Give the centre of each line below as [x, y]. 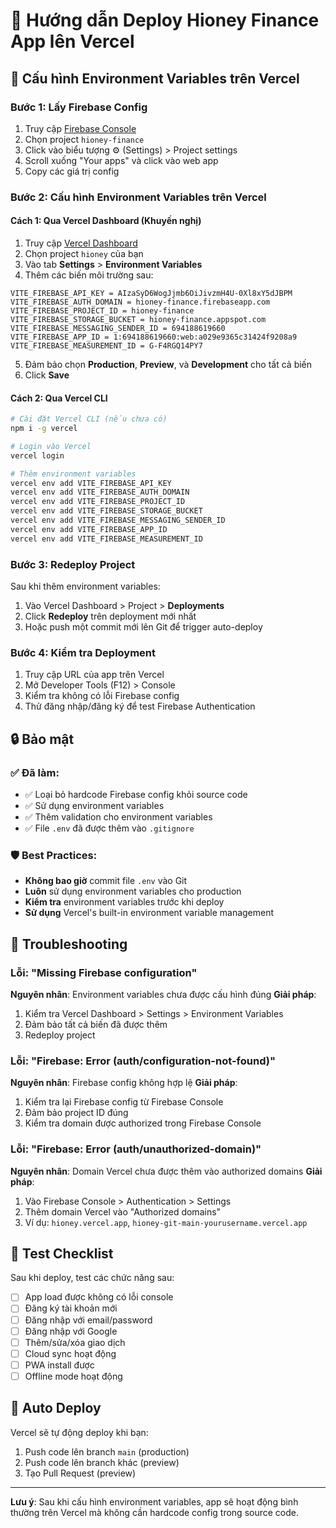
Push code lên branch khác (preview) [102, 1462]
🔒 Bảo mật [42, 739]
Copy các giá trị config [72, 171]
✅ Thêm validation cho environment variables [118, 816]
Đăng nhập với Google [71, 1331]
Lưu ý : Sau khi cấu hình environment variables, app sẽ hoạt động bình [154, 1501]
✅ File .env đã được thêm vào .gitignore [109, 828]
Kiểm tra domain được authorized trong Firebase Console [143, 1123]
